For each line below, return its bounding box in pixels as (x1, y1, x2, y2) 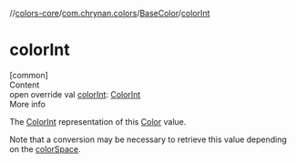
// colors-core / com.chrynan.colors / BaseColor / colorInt (9, 8, 210, 18)
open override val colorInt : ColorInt (9, 88, 141, 99)
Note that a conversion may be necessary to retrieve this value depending (9, 134, 287, 145)
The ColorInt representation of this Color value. (9, 116, 187, 127)
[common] (9, 69, 48, 80)
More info (9, 98, 46, 109)
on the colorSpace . (9, 143, 81, 154)
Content (9, 79, 40, 90)
